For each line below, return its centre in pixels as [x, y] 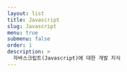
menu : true [23, 33]
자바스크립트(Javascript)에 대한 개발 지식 [67, 58]
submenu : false [29, 39]
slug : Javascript [32, 26]
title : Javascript [33, 20]
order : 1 [20, 45]
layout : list [26, 13]
